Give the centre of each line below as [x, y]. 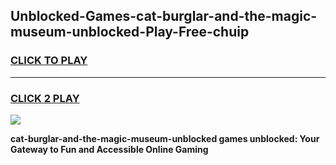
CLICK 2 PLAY [45, 98]
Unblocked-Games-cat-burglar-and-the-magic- [164, 16]
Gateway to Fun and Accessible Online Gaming [109, 149]
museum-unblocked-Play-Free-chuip [130, 32]
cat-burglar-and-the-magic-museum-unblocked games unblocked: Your [165, 138]
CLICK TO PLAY [49, 61]
